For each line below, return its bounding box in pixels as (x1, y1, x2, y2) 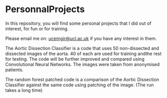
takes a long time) (5, 87, 43, 93)
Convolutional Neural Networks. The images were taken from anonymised (5, 61, 160, 67)
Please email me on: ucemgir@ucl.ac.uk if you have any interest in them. (5, 35, 157, 41)
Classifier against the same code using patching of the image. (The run (5, 82, 154, 88)
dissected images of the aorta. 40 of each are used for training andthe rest (5, 51, 162, 57)
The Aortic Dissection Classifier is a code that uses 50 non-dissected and (5, 45, 159, 51)
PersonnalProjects (5, 4, 85, 15)
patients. (5, 67, 24, 73)
